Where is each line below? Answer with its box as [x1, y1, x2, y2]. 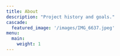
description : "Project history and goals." [6, 14, 115, 20]
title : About [6, 8, 38, 15]
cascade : [6, 19, 28, 25]
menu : [6, 30, 20, 36]
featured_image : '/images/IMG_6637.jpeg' [11, 24, 115, 31]
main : [11, 36, 25, 41]
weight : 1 [17, 41, 41, 47]
